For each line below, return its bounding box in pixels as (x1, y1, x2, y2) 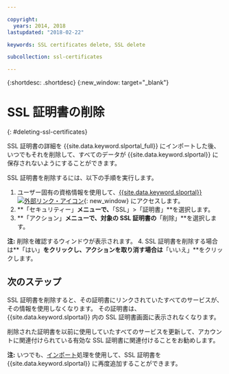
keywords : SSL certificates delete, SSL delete (7, 41, 146, 48)
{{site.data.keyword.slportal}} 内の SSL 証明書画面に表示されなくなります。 (7, 313, 221, 321)
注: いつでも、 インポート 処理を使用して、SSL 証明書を (7, 351, 161, 359)
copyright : (7, 16, 38, 23)
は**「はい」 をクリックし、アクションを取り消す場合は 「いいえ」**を (7, 246, 206, 254)
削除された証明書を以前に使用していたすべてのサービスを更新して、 (7, 327, 198, 336)
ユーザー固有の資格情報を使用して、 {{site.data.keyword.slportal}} (16, 188, 202, 196)
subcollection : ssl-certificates (7, 54, 103, 60)
